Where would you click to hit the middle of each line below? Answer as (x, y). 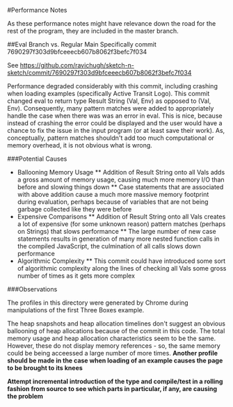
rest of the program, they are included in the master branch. (93, 31)
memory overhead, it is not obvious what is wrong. (80, 145)
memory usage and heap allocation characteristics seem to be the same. (112, 338)
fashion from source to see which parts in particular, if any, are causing (112, 389)
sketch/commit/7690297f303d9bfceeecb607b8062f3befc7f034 (99, 73)
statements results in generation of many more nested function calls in (118, 239)
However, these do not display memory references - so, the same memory (114, 346)
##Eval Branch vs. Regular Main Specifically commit (82, 44)
